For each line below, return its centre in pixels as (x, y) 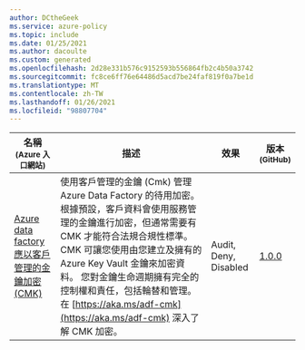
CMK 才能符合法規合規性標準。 (127, 237)
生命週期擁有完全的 (158, 277)
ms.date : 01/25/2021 (49, 43)
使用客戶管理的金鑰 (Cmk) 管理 (126, 182)
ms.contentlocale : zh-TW (56, 93)
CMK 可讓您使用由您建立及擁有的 (131, 250)
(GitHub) (275, 160)
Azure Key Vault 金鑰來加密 (118, 264)
